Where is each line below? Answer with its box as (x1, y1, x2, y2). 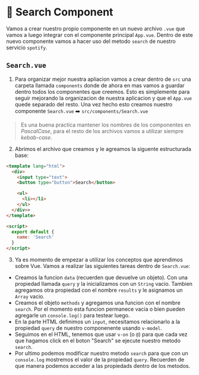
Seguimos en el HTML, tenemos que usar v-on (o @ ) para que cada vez (14, 331, 188, 338)
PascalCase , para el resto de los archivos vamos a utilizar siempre (20, 127, 184, 134)
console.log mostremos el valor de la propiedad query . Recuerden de (14, 356, 185, 363)
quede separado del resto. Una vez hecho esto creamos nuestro (14, 100, 173, 108)
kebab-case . (20, 134, 52, 141)
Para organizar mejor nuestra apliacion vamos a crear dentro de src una (14, 75, 191, 83)
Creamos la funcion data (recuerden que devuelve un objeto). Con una (14, 274, 188, 281)
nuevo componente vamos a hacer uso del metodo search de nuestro (6, 37, 176, 45)
